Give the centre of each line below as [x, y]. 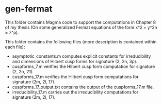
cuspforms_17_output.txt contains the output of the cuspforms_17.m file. [83, 87]
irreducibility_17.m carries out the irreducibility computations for [75, 92]
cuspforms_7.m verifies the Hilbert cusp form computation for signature [83, 66]
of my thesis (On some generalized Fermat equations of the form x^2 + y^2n [81, 27]
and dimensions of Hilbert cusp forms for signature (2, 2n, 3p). [75, 61]
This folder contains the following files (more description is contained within [81, 41]
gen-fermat [29, 9]
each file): [15, 47]
